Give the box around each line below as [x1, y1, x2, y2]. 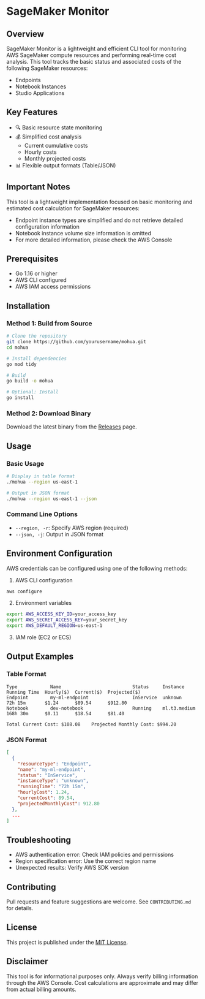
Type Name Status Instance [6, 683, 185, 690]
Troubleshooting [6, 835, 72, 845]
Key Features [6, 107, 58, 118]
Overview [6, 29, 45, 39]
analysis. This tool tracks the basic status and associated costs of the [6, 58, 182, 65]
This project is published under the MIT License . [6, 938, 129, 946]
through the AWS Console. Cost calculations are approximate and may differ [6, 979, 199, 986]
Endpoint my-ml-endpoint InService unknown [6, 694, 182, 701]
